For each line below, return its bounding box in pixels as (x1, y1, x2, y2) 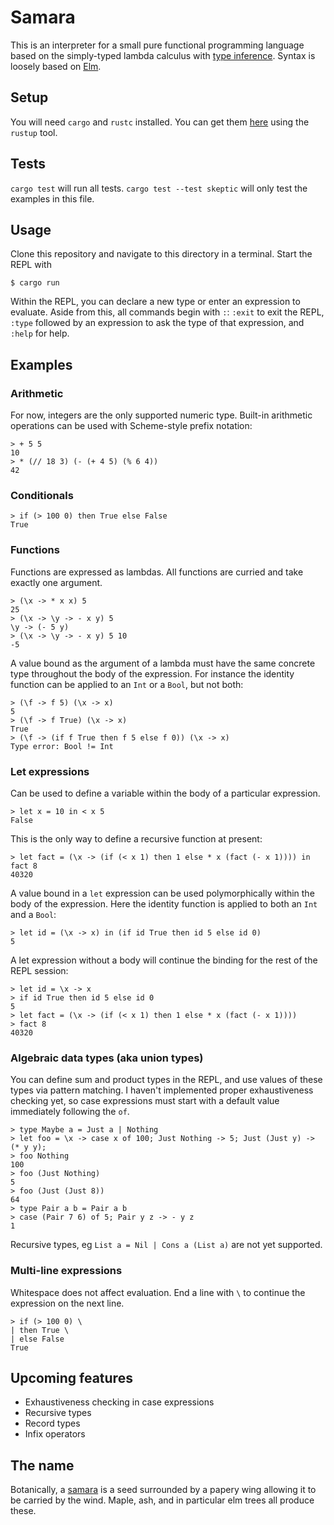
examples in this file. (10, 192, 95, 205)
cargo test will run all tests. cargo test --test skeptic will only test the (10, 182, 308, 194)
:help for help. (10, 327, 70, 340)
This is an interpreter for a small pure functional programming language (10, 39, 305, 51)
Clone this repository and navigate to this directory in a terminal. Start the (10, 248, 313, 260)
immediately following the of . (10, 1106, 130, 1118)
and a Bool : (10, 908, 57, 920)
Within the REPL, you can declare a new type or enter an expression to (10, 296, 301, 308)
